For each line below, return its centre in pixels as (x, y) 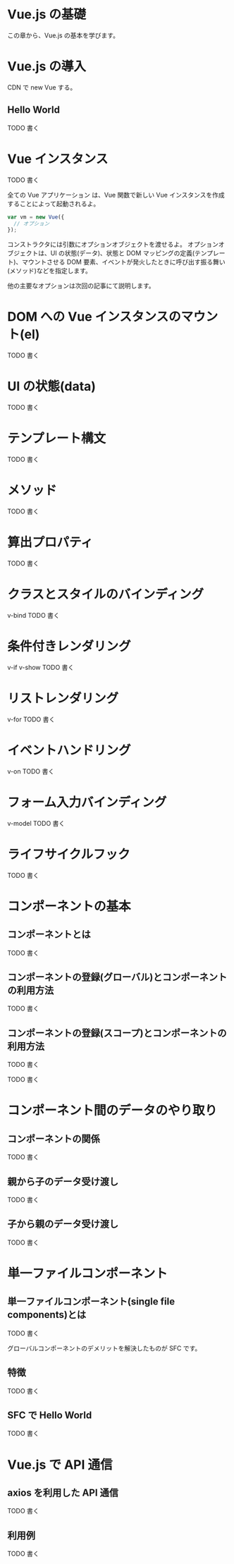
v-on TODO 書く (31, 771)
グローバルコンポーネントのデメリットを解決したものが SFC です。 (104, 1348)
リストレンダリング (63, 698)
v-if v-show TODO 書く (41, 667)
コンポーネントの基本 (69, 906)
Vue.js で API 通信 (60, 1465)
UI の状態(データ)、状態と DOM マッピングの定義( (123, 253)
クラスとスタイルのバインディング (106, 595)
